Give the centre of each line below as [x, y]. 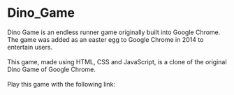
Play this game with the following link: [61, 84]
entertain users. [30, 47]
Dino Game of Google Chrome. [51, 69]
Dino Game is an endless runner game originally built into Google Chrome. [114, 32]
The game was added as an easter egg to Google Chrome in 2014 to [105, 39]
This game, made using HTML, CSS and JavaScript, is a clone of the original [117, 61]
